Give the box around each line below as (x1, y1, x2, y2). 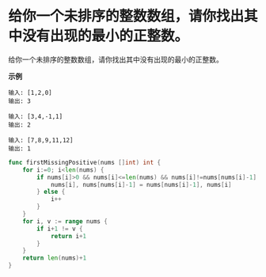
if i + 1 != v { (36, 225, 83, 233)
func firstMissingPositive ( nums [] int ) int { (8, 158, 161, 166)
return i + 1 (50, 232, 87, 240)
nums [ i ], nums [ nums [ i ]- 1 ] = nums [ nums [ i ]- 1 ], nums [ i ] (50, 180, 232, 188)
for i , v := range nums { (22, 217, 108, 226)
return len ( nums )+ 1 (22, 254, 87, 262)
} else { (36, 188, 66, 196)
